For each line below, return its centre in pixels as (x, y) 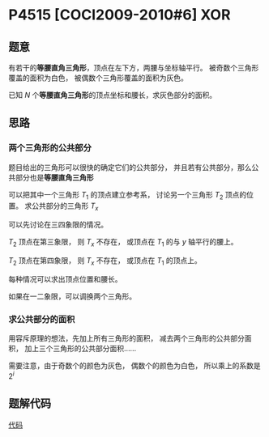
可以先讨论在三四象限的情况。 (58, 225)
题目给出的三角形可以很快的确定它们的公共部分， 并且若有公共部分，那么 (130, 167)
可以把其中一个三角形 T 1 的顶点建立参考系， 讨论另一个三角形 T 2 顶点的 (128, 195)
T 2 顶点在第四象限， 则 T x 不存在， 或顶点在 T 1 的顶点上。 (105, 261)
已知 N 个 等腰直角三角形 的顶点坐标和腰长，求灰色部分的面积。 (113, 95)
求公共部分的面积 (42, 319)
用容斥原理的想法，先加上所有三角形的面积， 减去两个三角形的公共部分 (126, 338)
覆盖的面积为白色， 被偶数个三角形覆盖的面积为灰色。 (98, 78)
